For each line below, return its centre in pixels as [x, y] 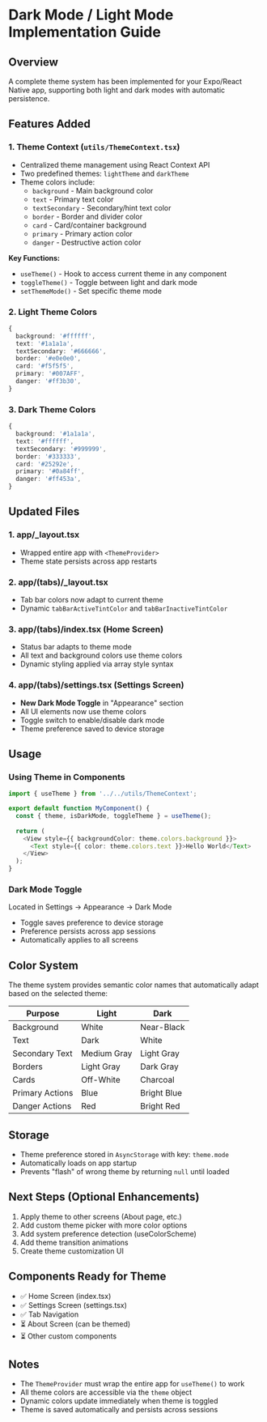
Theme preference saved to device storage [92, 728]
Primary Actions [43, 1093]
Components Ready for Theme [87, 1277]
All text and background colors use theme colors [101, 656]
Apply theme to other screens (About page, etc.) [101, 1216]
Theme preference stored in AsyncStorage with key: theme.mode [124, 1154]
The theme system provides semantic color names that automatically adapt [133, 985]
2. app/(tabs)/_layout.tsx [59, 582]
